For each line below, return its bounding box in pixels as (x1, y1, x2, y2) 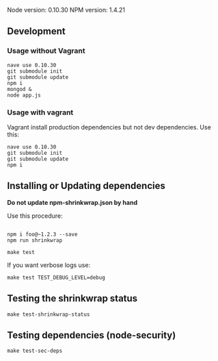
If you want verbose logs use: (7, 260, 91, 269)
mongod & (7, 86, 32, 92)
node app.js (7, 92, 41, 99)
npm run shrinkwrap (7, 236, 63, 244)
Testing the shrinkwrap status (7, 292, 138, 304)
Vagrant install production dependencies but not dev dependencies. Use (7, 123, 212, 131)
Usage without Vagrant (7, 46, 85, 55)
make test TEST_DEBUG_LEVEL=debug (7, 274, 106, 281)
